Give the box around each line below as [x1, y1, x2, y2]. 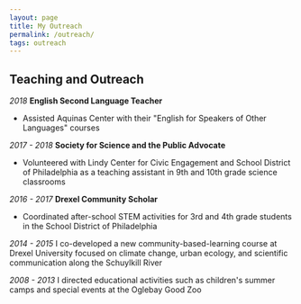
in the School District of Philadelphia [22, 221, 158, 232]
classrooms [22, 176, 66, 187]
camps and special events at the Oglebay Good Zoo [9, 284, 202, 295]
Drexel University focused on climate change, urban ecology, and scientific [9, 248, 288, 259]
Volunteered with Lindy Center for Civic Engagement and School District [22, 157, 291, 168]
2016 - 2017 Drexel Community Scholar [9, 194, 159, 205]
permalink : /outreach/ [9, 30, 95, 39]
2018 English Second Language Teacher [9, 95, 163, 106]
